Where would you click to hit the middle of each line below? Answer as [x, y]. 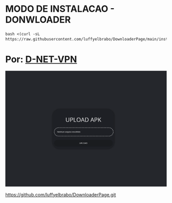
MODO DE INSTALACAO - [60, 9]
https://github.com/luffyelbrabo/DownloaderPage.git [61, 194]
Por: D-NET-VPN [41, 60]
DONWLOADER [38, 20]
